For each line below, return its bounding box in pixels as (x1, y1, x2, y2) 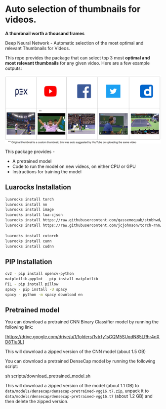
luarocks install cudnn (5, 244, 54, 249)
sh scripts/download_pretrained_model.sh (5, 373, 91, 379)
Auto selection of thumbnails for (5, 3, 141, 15)
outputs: (5, 65, 22, 71)
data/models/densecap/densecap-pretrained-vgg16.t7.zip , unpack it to (5, 388, 149, 394)
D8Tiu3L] (5, 339, 25, 345)
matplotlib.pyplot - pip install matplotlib (5, 276, 98, 282)
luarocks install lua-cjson (5, 212, 63, 217)
